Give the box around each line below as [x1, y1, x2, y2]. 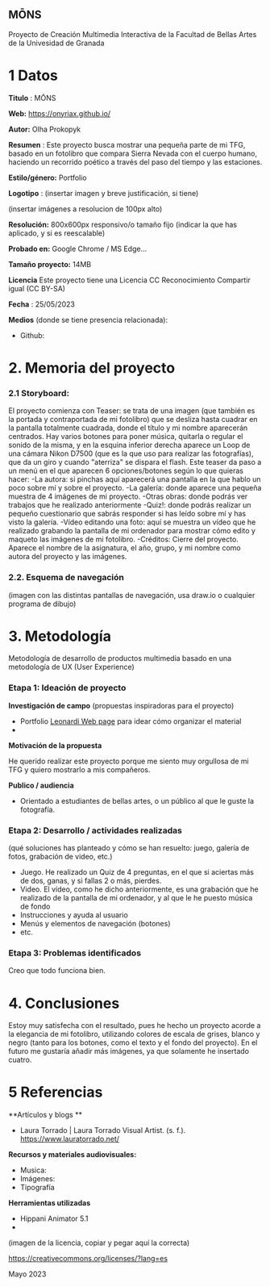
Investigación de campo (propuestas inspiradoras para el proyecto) [8, 700, 235, 710]
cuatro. [8, 1055, 32, 1065]
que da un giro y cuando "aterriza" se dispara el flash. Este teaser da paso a [8, 458, 262, 467]
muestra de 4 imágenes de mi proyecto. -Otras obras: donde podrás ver [8, 491, 248, 501]
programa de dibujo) [8, 599, 77, 608]
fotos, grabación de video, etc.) [8, 852, 113, 862]
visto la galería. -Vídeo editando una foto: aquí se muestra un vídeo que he [8, 517, 256, 527]
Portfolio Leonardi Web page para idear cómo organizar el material [19, 716, 242, 726]
